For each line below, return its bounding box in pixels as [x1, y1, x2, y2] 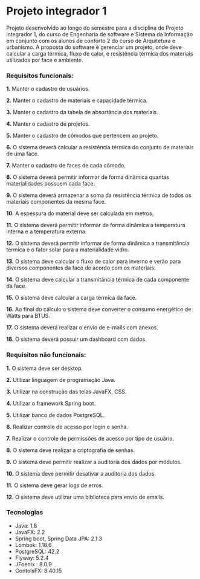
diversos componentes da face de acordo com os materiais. [6, 264, 156, 271]
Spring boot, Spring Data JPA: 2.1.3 [15, 535, 103, 542]
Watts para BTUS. [6, 312, 50, 320]
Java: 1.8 [15, 522, 37, 529]
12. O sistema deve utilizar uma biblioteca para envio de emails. [6, 493, 165, 500]
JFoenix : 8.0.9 [15, 560, 53, 568]
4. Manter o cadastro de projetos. [6, 120, 90, 128]
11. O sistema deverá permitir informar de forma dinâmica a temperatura [6, 222, 185, 229]
